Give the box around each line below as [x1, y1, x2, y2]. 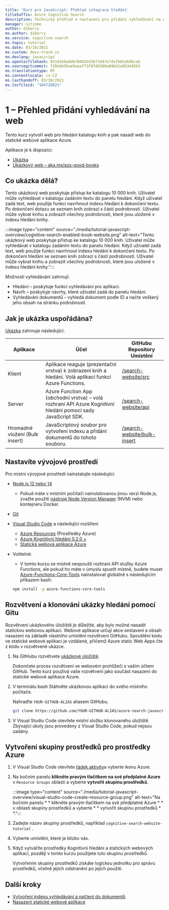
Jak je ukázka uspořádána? [5, 314, 93, 323]
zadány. [12, 728, 29, 734]
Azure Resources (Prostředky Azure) [20, 530, 97, 537]
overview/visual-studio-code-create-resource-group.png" [12, 794, 134, 800]
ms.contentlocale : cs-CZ [5, 73, 57, 78]
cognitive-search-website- [106, 821, 162, 826]
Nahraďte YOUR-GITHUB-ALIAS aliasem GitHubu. [12, 699, 109, 705]
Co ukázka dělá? [5, 176, 58, 185]
